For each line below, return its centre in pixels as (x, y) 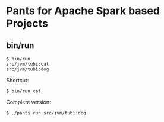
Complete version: (29, 102)
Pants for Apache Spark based (83, 11)
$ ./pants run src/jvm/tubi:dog (46, 113)
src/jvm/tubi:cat (28, 64)
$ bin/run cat (24, 91)
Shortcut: (18, 80)
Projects (27, 23)
